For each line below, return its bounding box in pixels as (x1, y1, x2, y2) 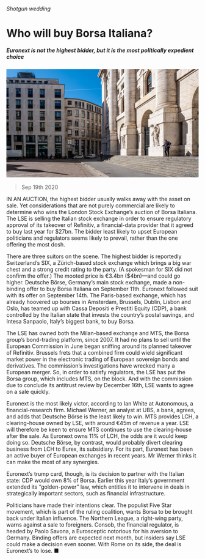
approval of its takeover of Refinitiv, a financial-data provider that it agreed (6, 221, 194, 229)
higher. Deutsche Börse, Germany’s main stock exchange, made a (6, 279, 172, 286)
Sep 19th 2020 (21, 183, 59, 191)
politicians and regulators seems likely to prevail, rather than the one (6, 234, 178, 242)
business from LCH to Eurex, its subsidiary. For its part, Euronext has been (6, 445, 193, 453)
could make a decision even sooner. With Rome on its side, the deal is (6, 541, 182, 548)
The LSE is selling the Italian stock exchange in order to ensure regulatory (6, 215, 192, 223)
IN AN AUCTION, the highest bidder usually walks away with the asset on (6, 196, 191, 203)
